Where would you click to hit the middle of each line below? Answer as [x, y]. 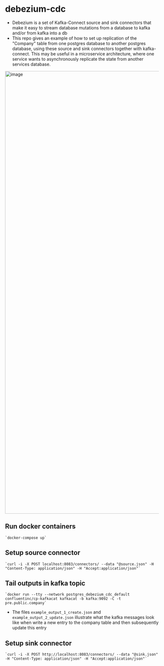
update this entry [29, 628]
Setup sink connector [39, 643]
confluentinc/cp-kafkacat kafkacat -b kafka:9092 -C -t [63, 599]
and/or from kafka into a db [40, 33]
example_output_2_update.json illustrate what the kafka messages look [83, 618]
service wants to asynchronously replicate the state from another [78, 59]
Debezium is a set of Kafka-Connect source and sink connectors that [82, 23]
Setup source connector [43, 553]
